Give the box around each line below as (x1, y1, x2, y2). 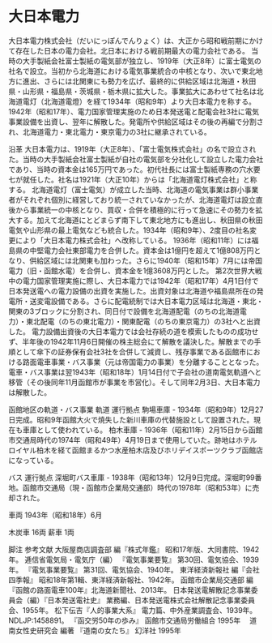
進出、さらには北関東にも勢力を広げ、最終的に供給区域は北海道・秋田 (22, 76, 257, 86)
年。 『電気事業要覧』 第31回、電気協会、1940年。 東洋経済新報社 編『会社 (8, 564, 261, 574)
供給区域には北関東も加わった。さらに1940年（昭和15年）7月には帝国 (29, 255, 263, 265)
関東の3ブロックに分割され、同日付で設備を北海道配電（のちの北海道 (8, 306, 240, 316)
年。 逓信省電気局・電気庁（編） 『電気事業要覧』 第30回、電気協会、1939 (8, 555, 259, 564)
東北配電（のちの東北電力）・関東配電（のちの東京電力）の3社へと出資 (25, 316, 261, 326)
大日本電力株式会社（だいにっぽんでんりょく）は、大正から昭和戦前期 (8, 36, 243, 45)
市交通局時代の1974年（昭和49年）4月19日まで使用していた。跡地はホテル (8, 435, 257, 444)
